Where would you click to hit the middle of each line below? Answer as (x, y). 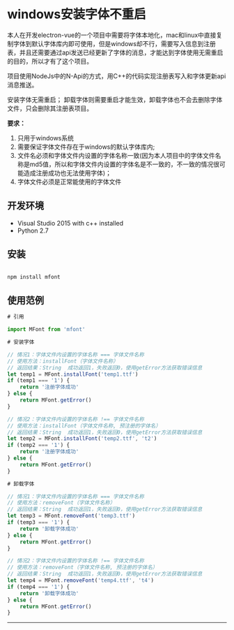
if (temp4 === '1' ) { (39, 587)
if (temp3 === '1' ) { (39, 522)
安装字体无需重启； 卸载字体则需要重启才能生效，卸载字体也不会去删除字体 (115, 99)
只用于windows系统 (46, 138)
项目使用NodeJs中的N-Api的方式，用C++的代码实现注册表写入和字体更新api (117, 76)
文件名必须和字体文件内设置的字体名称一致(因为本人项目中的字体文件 (116, 155)
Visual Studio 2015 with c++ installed (70, 223)
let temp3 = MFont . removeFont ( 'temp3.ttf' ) (71, 516)
